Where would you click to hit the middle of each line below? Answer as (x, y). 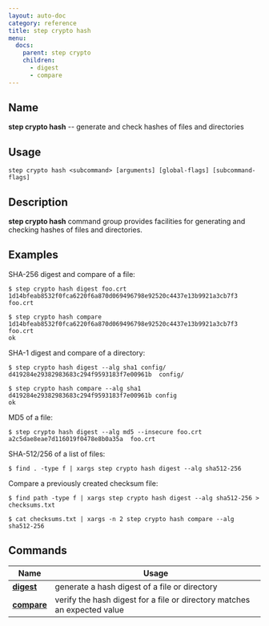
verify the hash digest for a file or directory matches (153, 600)
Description (38, 202)
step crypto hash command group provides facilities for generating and (127, 222)
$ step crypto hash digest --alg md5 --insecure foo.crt (105, 432)
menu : (17, 38)
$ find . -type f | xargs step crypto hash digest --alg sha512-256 (125, 468)
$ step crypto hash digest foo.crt (68, 289)
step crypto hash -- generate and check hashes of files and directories (126, 127)
